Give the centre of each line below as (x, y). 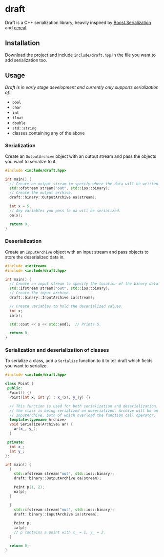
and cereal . (16, 27)
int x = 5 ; (20, 206)
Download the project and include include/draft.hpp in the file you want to (81, 55)
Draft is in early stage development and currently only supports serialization (82, 87)
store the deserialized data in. (35, 257)
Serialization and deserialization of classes (57, 350)
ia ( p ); (20, 528)
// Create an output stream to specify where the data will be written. (85, 184)
